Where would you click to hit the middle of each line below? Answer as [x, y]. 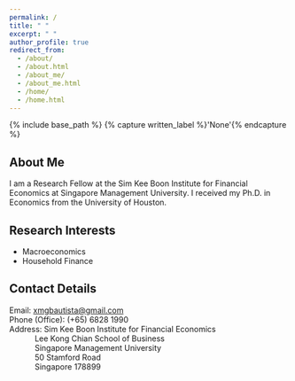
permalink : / [33, 17]
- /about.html [43, 67]
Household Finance [58, 261]
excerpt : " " [33, 34]
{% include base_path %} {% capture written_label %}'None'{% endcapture [148, 125]
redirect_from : [37, 51]
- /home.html [41, 100]
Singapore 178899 [68, 366]
